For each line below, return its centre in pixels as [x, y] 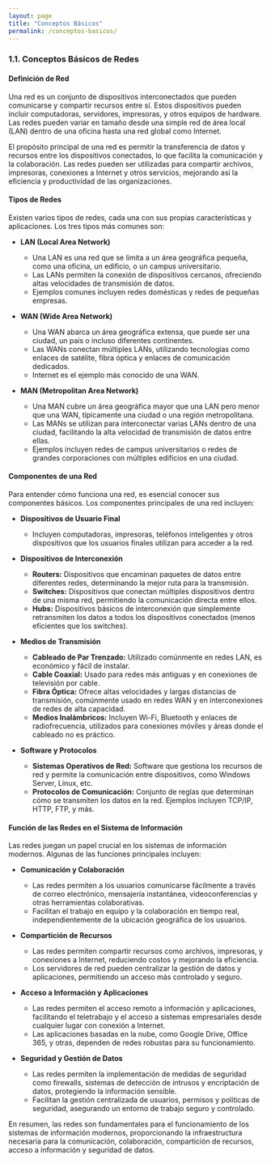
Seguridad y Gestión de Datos [71, 1059]
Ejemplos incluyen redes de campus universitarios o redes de [135, 449]
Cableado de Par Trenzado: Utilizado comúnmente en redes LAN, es [147, 657]
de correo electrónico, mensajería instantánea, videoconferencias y [145, 894]
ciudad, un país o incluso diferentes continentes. [113, 340]
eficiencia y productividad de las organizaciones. [90, 181]
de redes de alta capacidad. [79, 708]
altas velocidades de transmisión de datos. [104, 283]
